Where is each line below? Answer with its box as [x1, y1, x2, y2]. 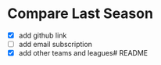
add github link [18, 31, 67, 40]
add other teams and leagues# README [18, 49, 148, 58]
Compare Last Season [7, 5, 154, 23]
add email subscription [18, 40, 93, 49]
